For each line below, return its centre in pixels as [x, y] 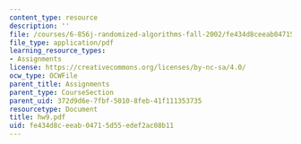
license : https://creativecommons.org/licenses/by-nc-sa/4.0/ [128, 68]
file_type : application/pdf [62, 42]
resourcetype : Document [54, 109]
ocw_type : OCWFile [43, 76]
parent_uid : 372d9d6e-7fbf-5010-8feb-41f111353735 [106, 101]
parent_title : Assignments [60, 84]
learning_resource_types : [57, 51]
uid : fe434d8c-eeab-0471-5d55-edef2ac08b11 [92, 126]
